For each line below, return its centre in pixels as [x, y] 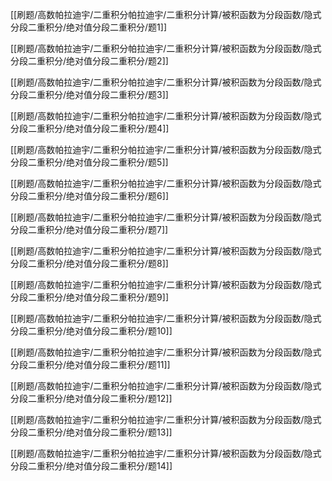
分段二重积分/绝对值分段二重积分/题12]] [91, 398]
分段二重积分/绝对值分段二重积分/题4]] [90, 128]
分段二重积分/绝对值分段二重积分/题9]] [89, 297]
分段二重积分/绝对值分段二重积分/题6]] [89, 196]
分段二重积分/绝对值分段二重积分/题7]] [89, 229]
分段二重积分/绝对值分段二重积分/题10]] [91, 331]
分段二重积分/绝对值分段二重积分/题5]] [89, 162]
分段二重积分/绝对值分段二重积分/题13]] [91, 432]
